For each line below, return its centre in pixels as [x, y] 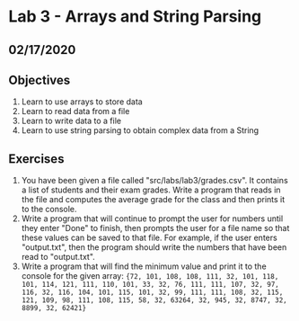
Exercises [36, 159]
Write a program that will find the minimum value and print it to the [144, 266]
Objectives [40, 80]
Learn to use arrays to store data [82, 102]
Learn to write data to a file [71, 121]
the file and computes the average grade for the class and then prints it [153, 200]
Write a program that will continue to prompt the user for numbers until [152, 218]
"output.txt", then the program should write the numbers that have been [154, 247]
